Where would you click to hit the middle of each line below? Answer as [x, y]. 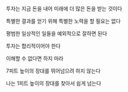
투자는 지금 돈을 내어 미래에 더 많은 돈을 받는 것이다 [64, 8]
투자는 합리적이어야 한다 [33, 46]
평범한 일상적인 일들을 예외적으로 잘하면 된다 [57, 33]
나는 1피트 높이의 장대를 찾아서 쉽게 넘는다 [54, 83]
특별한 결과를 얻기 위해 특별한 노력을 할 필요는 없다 [63, 21]
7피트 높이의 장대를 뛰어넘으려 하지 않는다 [53, 71]
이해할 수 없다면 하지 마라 [35, 58]
